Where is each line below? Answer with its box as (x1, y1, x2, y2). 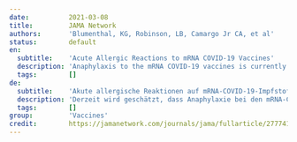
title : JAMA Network (9, 21, 117, 30)
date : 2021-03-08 (9, 12, 109, 22)
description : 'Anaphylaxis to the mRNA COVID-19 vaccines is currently (17, 63, 287, 71)
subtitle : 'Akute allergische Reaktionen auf (17, 86, 200, 95)
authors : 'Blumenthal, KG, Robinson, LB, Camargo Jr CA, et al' (9, 29, 275, 38)
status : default (9, 37, 97, 47)
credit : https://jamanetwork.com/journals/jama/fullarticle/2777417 (9, 120, 294, 129)
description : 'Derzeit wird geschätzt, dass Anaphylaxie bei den (17, 94, 263, 104)
